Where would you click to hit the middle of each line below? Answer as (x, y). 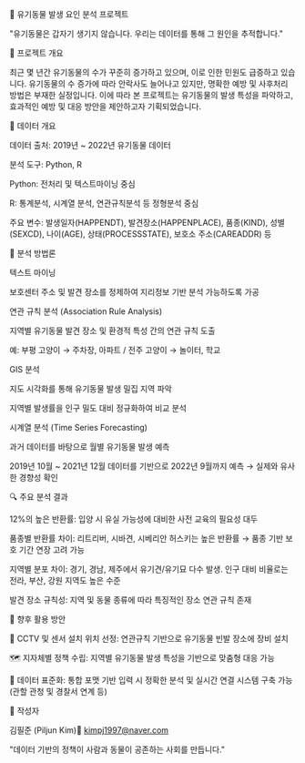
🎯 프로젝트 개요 (36, 53)
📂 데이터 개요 (33, 126)
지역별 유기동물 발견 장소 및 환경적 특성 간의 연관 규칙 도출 (112, 331)
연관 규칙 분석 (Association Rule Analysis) (86, 311)
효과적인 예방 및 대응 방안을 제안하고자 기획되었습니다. (106, 107)
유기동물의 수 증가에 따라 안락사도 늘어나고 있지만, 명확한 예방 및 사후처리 (158, 84)
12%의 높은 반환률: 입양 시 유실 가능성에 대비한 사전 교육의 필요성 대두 (133, 519)
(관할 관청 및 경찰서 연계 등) (58, 692)
